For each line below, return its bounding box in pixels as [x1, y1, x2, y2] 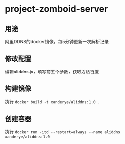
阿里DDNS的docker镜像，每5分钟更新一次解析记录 [5, 39, 109, 44]
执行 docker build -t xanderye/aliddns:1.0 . [5, 98, 100, 105]
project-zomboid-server [5, 3, 108, 15]
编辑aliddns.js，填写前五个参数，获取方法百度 [5, 69, 99, 74]
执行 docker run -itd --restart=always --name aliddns [5, 129, 121, 135]
